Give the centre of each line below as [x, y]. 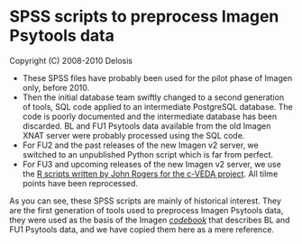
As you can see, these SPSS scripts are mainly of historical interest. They [146, 201]
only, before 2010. [56, 87]
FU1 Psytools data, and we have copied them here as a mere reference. [142, 229]
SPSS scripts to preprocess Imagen [144, 17]
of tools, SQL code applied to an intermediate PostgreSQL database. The [157, 106]
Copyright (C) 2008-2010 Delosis [71, 60]
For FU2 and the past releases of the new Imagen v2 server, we [140, 145]
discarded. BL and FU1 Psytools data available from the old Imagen [146, 126]
